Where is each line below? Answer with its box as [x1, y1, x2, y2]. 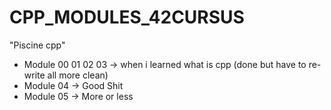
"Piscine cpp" [9, 39, 66, 51]
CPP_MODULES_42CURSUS [9, 6, 245, 29]
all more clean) [47, 69, 109, 81]
